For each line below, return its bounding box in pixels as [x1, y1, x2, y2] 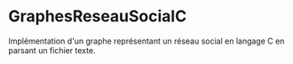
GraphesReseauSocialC [8, 6, 187, 27]
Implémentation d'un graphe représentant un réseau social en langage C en [8, 36, 285, 46]
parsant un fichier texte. [8, 44, 96, 55]
